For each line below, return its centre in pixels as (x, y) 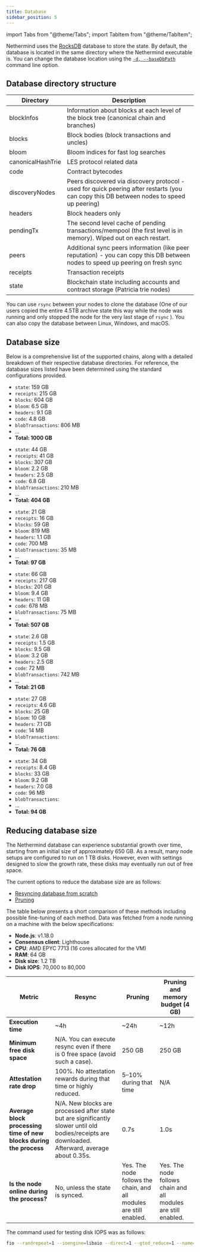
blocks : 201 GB (33, 587)
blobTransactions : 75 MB (46, 612)
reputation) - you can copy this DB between (129, 256)
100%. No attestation (85, 1071)
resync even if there (83, 1047)
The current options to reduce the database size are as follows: (84, 882)
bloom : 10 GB (30, 718)
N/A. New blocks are (84, 1103)
